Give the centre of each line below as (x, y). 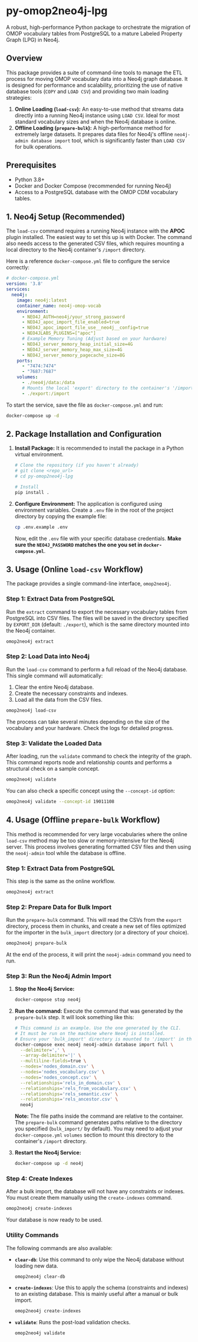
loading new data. (36, 1266)
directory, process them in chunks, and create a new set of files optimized (96, 926)
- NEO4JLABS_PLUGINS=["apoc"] (59, 333)
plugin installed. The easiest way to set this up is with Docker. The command (99, 237)
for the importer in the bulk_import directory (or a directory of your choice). (98, 932)
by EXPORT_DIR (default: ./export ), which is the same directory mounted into (98, 624)
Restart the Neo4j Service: (48, 1153)
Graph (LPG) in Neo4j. (33, 40)
